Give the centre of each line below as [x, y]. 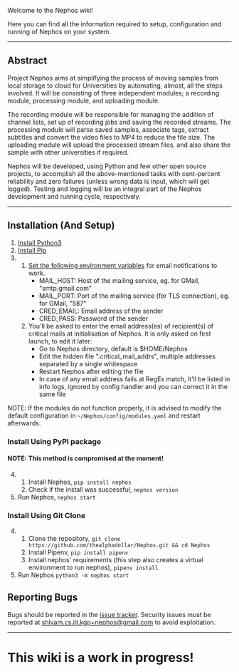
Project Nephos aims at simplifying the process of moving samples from [113, 78]
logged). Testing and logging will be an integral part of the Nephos [105, 189]
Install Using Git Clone [47, 515]
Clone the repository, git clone [74, 539]
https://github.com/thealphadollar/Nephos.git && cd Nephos [119, 546]
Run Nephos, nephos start [57, 497]
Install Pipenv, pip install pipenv [78, 552]
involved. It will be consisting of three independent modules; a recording [113, 93]
